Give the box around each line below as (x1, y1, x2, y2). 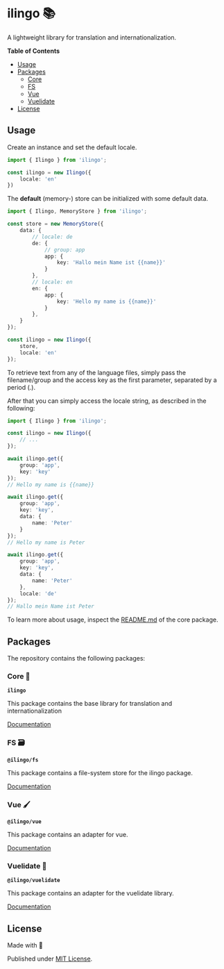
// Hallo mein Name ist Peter (7, 603, 95, 610)
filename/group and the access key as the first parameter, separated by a (7, 376, 217, 384)
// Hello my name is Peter (7, 539, 85, 546)
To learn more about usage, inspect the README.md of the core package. (7, 615, 218, 624)
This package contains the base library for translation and (7, 699, 173, 708)
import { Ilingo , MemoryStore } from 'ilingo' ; (7, 208, 148, 215)
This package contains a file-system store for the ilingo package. (7, 768, 193, 777)
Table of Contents (7, 47, 60, 55)
